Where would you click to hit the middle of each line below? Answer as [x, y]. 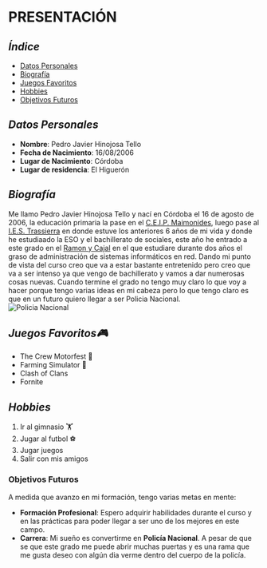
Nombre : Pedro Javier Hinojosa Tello [80, 144]
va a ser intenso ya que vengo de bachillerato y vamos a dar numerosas [126, 273]
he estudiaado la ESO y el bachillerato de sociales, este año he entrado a [128, 239]
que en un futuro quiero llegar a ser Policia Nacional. [94, 299]
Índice [24, 47]
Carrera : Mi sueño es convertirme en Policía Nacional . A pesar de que [136, 538]
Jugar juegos [41, 451]
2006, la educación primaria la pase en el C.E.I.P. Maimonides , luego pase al [134, 222]
